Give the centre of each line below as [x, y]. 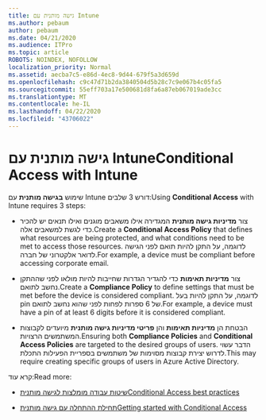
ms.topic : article [39, 52]
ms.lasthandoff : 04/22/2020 [55, 112]
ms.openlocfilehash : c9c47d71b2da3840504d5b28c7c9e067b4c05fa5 [115, 82]
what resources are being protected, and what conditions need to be [132, 237]
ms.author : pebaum [39, 23]
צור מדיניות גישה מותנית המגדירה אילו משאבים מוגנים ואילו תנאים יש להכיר [134, 221]
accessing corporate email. [64, 263]
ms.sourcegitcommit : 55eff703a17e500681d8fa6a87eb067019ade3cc [115, 89]
